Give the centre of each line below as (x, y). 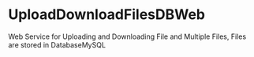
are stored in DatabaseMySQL (57, 44)
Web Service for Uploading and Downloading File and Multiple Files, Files (127, 36)
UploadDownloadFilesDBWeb (106, 15)
